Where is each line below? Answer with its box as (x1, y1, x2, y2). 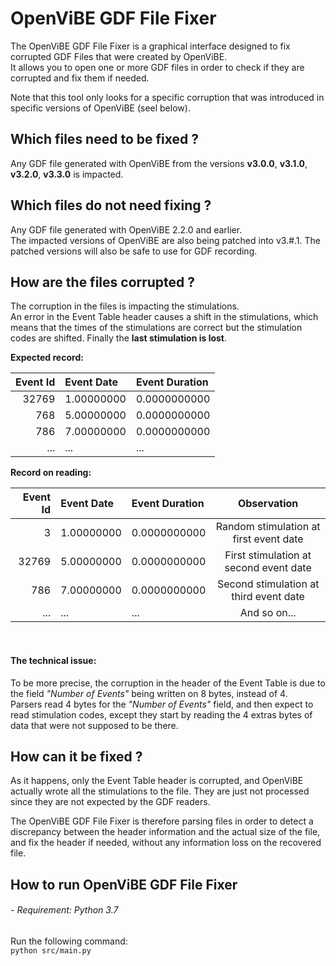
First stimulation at (224, 548, 312, 562)
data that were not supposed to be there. (10, 719, 179, 731)
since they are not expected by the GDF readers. (10, 796, 211, 808)
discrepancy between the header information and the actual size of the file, (10, 826, 321, 838)
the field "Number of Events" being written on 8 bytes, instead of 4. (10, 687, 288, 699)
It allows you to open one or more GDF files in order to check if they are (10, 61, 305, 73)
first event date (232, 532, 304, 546)
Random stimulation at (215, 520, 321, 534)
